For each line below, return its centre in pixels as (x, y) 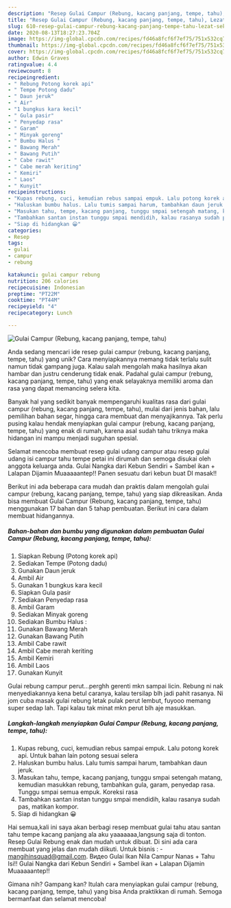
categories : (25, 231)
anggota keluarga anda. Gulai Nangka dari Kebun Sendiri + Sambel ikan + (111, 466)
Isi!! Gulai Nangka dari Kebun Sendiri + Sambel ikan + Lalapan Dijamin (106, 863)
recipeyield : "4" (33, 307)
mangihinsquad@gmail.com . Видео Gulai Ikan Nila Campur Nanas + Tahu (111, 856)
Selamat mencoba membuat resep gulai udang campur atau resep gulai (109, 451)
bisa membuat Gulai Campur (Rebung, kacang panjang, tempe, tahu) (105, 501)
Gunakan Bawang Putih (51, 636)
